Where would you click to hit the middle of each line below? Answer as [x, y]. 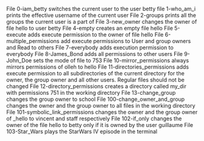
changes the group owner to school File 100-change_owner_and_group [96, 99]
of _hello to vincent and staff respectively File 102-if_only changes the [94, 119]
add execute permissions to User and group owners [126, 41]
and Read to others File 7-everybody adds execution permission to [90, 47]
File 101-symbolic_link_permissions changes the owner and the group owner [102, 112]
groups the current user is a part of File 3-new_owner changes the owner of [102, 22]
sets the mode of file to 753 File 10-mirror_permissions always [111, 60]
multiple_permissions [33, 41]
